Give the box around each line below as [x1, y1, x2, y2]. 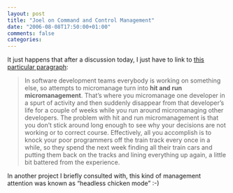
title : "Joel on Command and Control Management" [7, 17, 155, 24]
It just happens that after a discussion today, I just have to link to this [7, 55, 204, 64]
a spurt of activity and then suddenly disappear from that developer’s [24, 99, 225, 107]
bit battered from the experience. [24, 158, 120, 166]
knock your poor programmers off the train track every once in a [24, 136, 211, 144]
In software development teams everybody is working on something [24, 76, 221, 85]
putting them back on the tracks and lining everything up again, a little [24, 151, 226, 159]
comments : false [7, 29, 55, 37]
